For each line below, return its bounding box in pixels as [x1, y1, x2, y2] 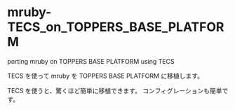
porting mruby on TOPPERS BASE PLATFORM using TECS [7, 57, 175, 65]
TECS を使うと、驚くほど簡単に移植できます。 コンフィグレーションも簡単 [7, 86, 222, 95]
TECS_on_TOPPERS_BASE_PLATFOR [7, 19, 224, 35]
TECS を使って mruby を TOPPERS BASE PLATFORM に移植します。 [7, 71, 203, 80]
